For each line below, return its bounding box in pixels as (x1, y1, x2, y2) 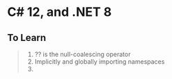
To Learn (7, 32, 47, 44)
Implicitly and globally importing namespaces (34, 58, 165, 66)
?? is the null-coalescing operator (34, 50, 131, 58)
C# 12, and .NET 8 (7, 4, 112, 20)
